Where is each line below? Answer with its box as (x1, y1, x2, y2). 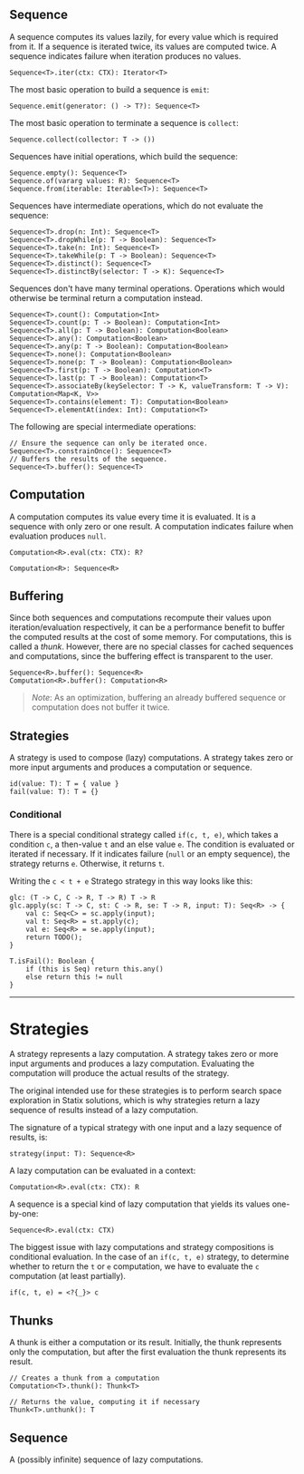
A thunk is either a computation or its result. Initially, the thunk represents (9, 1337, 282, 1348)
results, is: (9, 1132, 48, 1143)
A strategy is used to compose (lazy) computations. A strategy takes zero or (9, 752, 294, 763)
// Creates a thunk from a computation (9, 1373, 160, 1383)
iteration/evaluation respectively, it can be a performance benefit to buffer (9, 622, 285, 633)
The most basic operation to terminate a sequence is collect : (9, 117, 239, 128)
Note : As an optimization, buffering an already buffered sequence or (31, 693, 287, 703)
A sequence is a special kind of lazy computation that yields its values (9, 1198, 271, 1209)
